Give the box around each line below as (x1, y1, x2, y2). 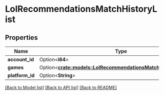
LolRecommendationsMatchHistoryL (5, 3, 158, 15)
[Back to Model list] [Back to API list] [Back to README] (5, 85, 117, 90)
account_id (7, 56, 34, 63)
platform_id (7, 72, 35, 79)
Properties (5, 33, 38, 42)
